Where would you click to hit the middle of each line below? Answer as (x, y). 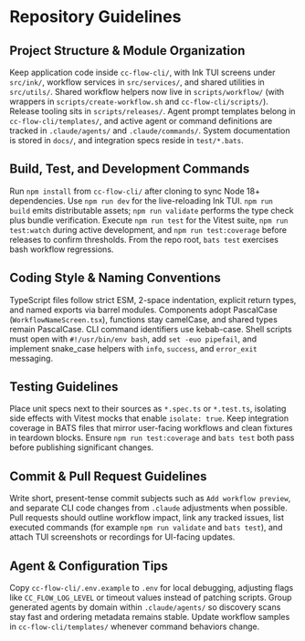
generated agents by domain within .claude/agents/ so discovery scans (145, 607)
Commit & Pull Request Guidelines (108, 476)
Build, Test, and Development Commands (130, 169)
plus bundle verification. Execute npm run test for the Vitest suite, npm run (149, 220)
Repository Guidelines (95, 17)
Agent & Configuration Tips (89, 566)
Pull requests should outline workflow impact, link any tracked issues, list (147, 518)
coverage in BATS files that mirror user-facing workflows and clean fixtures (151, 428)
